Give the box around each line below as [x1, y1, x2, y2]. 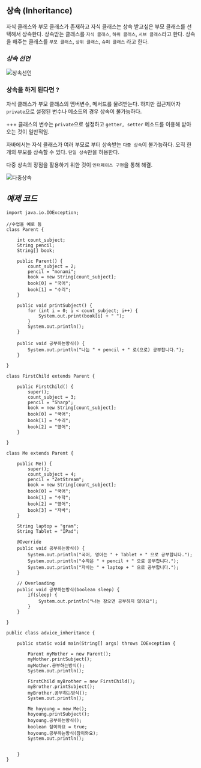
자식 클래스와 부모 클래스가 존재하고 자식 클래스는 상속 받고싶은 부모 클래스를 [6, 23, 186, 30]
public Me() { [17, 461, 52, 467]
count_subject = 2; [28, 263, 77, 269]
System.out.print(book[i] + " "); [38, 313, 125, 319]
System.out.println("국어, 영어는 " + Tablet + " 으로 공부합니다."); [28, 552, 193, 558]
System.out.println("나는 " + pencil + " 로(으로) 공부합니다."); [28, 347, 185, 353]
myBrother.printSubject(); [28, 684, 95, 690]
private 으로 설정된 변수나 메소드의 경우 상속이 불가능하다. [6, 108, 142, 115]
